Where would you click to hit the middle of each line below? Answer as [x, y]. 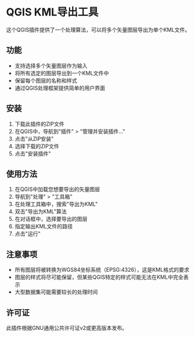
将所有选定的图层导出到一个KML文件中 [62, 73]
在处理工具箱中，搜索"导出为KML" [56, 204]
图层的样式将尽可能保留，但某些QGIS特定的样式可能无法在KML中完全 [99, 277]
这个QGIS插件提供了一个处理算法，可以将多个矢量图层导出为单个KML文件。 [98, 30]
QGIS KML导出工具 [52, 12]
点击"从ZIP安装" [34, 139]
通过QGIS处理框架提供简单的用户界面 [60, 88]
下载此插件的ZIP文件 [40, 124]
